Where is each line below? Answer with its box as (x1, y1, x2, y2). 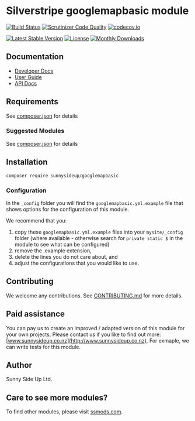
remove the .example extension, (14, 247, 92, 254)
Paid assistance (6, 309, 65, 319)
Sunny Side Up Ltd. (6, 376, 53, 383)
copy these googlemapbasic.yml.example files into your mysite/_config (14, 228, 183, 235)
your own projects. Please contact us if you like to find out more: (6, 331, 162, 338)
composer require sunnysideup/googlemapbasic (6, 173, 119, 179)
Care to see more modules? (6, 392, 108, 402)
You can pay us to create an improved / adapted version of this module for (6, 324, 185, 331)
